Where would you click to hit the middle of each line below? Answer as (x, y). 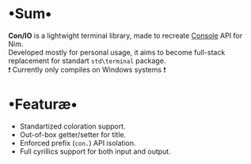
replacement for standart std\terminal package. (87, 61)
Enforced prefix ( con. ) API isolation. (78, 143)
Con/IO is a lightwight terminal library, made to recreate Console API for (125, 35)
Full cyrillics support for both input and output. (95, 151)
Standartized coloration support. (72, 126)
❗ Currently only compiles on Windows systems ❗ (87, 69)
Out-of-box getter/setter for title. (73, 134)
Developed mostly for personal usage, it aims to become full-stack (117, 52)
